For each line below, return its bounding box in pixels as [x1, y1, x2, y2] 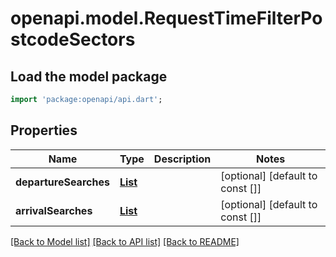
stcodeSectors [10, 28, 136, 51]
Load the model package [10, 68, 168, 85]
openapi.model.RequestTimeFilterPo [10, 7, 323, 30]
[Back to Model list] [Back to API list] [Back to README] [10, 235, 240, 247]
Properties [10, 122, 78, 139]
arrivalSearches [15, 203, 93, 217]
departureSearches [15, 175, 110, 189]
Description [153, 152, 212, 166]
